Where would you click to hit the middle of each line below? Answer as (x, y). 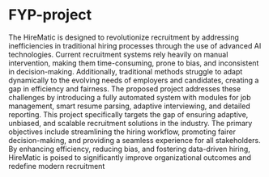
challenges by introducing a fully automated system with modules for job (130, 97)
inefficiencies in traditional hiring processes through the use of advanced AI (135, 45)
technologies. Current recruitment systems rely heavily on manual (118, 54)
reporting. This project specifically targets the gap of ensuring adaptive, (128, 114)
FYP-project (50, 15)
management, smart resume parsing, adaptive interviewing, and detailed (129, 106)
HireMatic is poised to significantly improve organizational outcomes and (130, 157)
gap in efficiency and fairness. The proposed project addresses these (125, 88)
